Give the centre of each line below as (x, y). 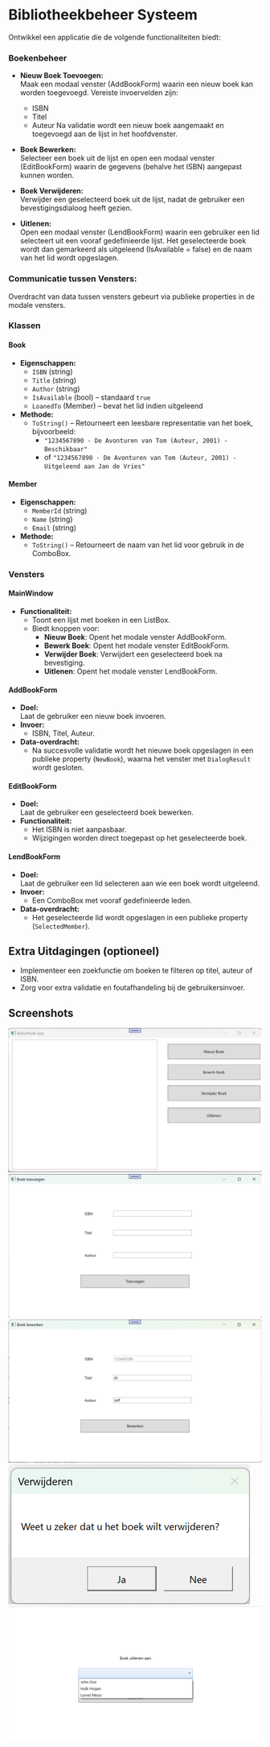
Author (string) (56, 388)
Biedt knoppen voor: (66, 628)
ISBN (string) (53, 371)
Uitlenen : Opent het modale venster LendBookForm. (131, 671)
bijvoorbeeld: (54, 431)
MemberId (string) (59, 510)
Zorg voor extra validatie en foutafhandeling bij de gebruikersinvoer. (133, 988)
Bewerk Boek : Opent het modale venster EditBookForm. (137, 645)
